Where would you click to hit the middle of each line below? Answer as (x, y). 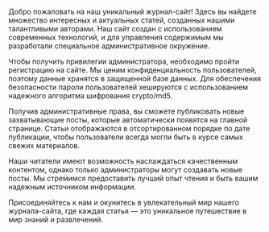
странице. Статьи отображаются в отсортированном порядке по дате (129, 128)
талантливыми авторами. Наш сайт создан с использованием (116, 29)
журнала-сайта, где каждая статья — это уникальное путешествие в (128, 211)
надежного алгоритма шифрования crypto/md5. (91, 95)
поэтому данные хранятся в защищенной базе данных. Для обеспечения (135, 79)
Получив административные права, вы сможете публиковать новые (126, 111)
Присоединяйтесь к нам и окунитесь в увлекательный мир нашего (124, 202)
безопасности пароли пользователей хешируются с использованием (128, 87)
